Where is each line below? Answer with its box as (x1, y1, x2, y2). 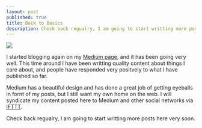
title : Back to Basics (6, 20, 63, 26)
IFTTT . (6, 103, 23, 111)
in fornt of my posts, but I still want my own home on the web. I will (6, 91, 172, 98)
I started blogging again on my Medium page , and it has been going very (6, 53, 186, 61)
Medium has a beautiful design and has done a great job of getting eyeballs (6, 84, 194, 91)
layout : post (6, 8, 39, 15)
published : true (6, 14, 47, 20)
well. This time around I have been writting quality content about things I (6, 59, 185, 67)
